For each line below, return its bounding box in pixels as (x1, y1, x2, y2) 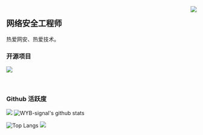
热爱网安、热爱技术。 (6, 36, 59, 43)
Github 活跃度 (6, 95, 47, 103)
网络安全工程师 (6, 18, 62, 29)
